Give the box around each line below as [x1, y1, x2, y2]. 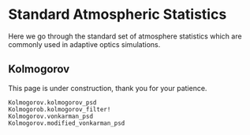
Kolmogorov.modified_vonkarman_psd [8, 119, 125, 127]
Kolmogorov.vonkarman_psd [8, 112, 93, 120]
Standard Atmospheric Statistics [8, 5, 227, 24]
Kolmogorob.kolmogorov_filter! [8, 105, 111, 113]
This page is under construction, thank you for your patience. [8, 83, 207, 93]
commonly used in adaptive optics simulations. [8, 39, 161, 49]
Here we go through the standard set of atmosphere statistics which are [8, 31, 242, 41]
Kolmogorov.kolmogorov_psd [8, 98, 97, 107]
